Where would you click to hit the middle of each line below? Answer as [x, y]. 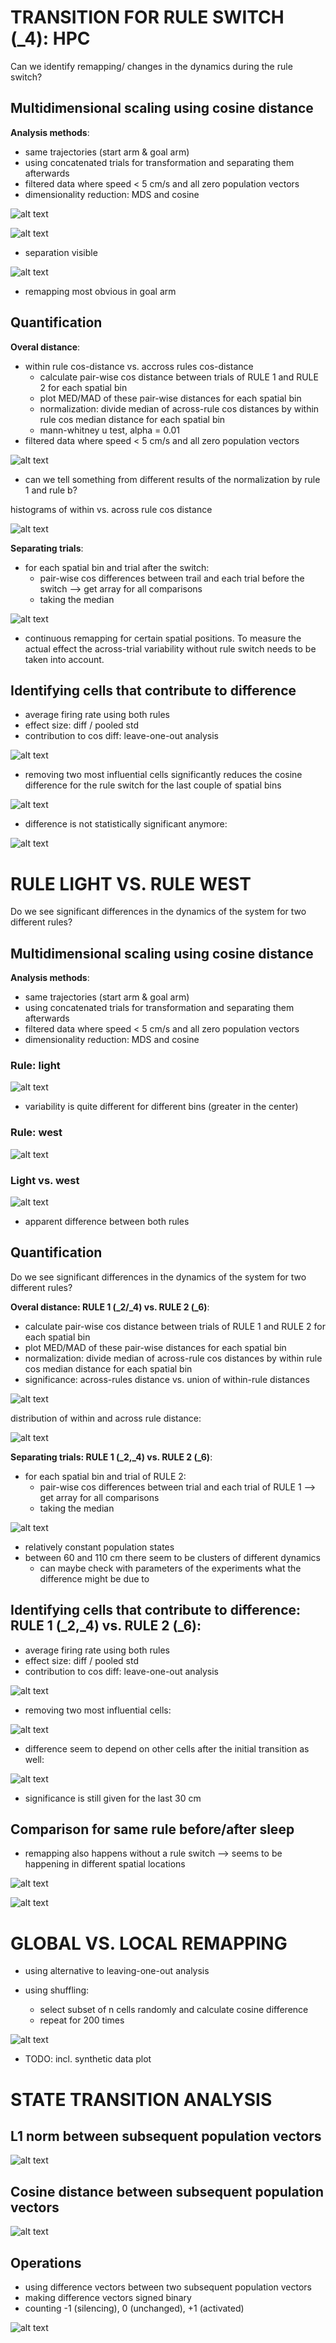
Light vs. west [45, 1180]
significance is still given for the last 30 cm [113, 1798]
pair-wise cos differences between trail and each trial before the [172, 578]
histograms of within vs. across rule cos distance [111, 509]
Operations [46, 2262]
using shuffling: [57, 1990]
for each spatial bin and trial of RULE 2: [105, 1476]
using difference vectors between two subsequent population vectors [168, 2287]
